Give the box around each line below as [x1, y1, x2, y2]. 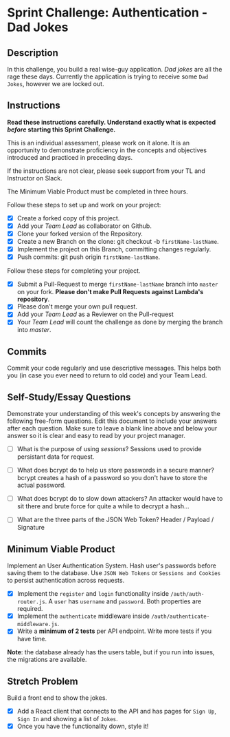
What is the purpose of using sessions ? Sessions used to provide [16, 445, 202, 453]
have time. [16, 635, 47, 643]
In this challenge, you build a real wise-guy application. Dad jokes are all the [7, 65, 222, 73]
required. [16, 605, 43, 613]
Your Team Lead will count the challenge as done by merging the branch [16, 318, 223, 326]
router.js [16, 599, 46, 605]
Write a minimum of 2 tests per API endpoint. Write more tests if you [16, 627, 211, 635]
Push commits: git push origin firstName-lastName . [16, 253, 160, 261]
